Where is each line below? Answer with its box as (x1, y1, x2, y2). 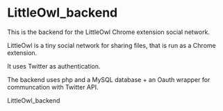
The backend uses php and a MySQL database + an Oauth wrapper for (7, 75, 210, 84)
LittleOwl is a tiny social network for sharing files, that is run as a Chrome (7, 41, 217, 49)
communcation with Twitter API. (7, 83, 99, 91)
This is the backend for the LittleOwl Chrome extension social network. (7, 28, 210, 36)
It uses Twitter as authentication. (7, 62, 101, 70)
